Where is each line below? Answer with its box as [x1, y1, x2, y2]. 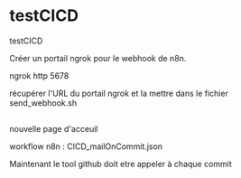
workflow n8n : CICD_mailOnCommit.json [9, 141, 163, 152]
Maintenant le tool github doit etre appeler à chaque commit [9, 159, 232, 170]
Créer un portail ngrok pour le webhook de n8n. [9, 52, 187, 63]
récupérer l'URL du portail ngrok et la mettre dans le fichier [9, 88, 228, 98]
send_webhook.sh [9, 97, 78, 108]
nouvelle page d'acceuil [9, 124, 98, 135]
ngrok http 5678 [9, 70, 70, 81]
